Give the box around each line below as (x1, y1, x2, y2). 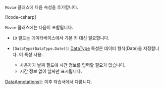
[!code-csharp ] (5, 14, 36, 20)
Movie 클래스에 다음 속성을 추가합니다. (5, 4, 78, 10)
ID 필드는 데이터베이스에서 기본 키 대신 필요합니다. (12, 35, 110, 41)
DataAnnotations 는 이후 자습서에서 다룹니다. (5, 79, 93, 85)
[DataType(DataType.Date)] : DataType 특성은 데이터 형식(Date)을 (12, 45, 142, 51)
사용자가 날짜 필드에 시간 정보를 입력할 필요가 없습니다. (19, 62, 126, 68)
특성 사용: (24, 51, 43, 57)
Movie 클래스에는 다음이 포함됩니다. (5, 24, 73, 30)
